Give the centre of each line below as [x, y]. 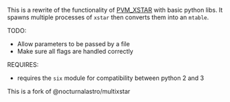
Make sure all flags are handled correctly [75, 51]
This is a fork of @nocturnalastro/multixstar [69, 91]
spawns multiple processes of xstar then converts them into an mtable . [108, 17]
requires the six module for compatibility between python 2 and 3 [111, 78]
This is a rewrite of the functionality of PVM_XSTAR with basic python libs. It [115, 10]
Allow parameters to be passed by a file [73, 44]
